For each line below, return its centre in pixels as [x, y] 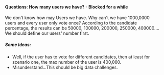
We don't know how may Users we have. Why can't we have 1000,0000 [78, 18]
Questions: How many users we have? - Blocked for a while [67, 7]
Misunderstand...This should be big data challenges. [65, 67]
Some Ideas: [18, 45]
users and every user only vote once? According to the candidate [71, 23]
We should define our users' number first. [47, 33]
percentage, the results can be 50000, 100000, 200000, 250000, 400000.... [82, 28]
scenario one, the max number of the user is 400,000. [67, 62]
